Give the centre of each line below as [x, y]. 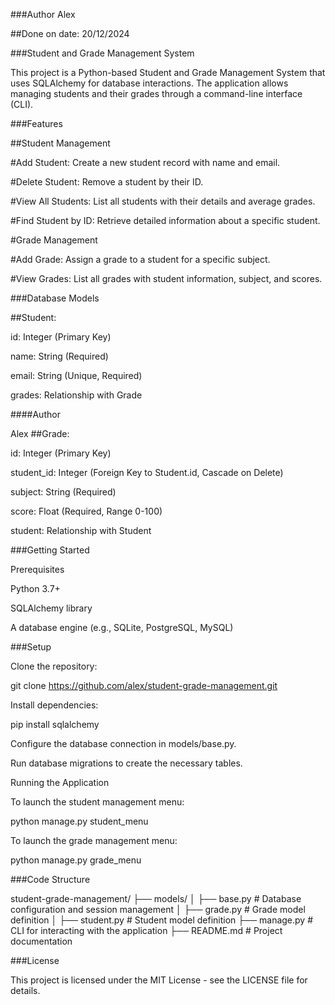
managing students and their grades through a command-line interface [156, 93]
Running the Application [60, 782]
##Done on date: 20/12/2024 [70, 33]
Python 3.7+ [35, 588]
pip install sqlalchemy [55, 724]
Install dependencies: [54, 705]
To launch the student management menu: [97, 802]
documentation [41, 941]
